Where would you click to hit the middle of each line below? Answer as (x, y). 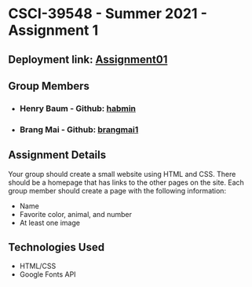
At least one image (50, 223)
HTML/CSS (38, 266)
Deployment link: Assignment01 (88, 59)
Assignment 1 (53, 30)
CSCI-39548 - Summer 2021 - (108, 14)
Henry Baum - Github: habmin (77, 109)
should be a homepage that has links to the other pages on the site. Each (126, 182)
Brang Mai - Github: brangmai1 (79, 129)
